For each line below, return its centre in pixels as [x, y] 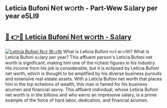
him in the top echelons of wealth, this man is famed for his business [76, 84]
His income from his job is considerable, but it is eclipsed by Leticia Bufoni [82, 68]
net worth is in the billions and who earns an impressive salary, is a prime [81, 95]
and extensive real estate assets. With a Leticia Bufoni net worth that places [84, 79]
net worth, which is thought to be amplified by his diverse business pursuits [83, 73]
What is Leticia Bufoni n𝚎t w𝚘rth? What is [106, 51]
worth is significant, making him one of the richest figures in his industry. [81, 63]
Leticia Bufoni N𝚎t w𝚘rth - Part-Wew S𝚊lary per [81, 8]
